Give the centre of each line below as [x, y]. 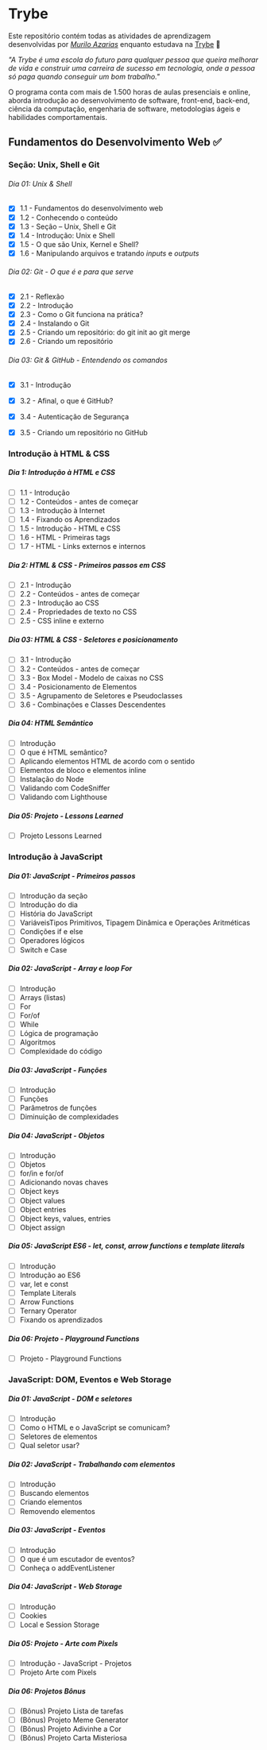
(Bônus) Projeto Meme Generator [74, 1720]
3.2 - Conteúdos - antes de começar [80, 669]
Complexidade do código [61, 1051]
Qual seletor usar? [50, 1446]
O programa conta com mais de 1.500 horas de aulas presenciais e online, [130, 91]
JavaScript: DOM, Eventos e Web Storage [90, 1380]
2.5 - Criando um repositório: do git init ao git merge [105, 332]
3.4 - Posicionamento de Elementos [78, 686]
